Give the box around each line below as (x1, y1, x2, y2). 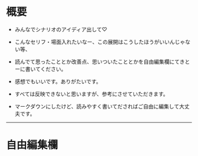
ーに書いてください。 (14, 65, 67, 72)
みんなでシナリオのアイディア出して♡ (14, 26, 108, 33)
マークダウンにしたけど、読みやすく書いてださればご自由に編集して (14, 103, 180, 110)
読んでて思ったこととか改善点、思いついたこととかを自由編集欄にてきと (14, 58, 190, 65)
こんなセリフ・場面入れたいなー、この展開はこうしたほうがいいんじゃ (14, 38, 186, 45)
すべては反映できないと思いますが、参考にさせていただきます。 (14, 90, 169, 97)
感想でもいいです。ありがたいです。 (14, 77, 101, 85)
